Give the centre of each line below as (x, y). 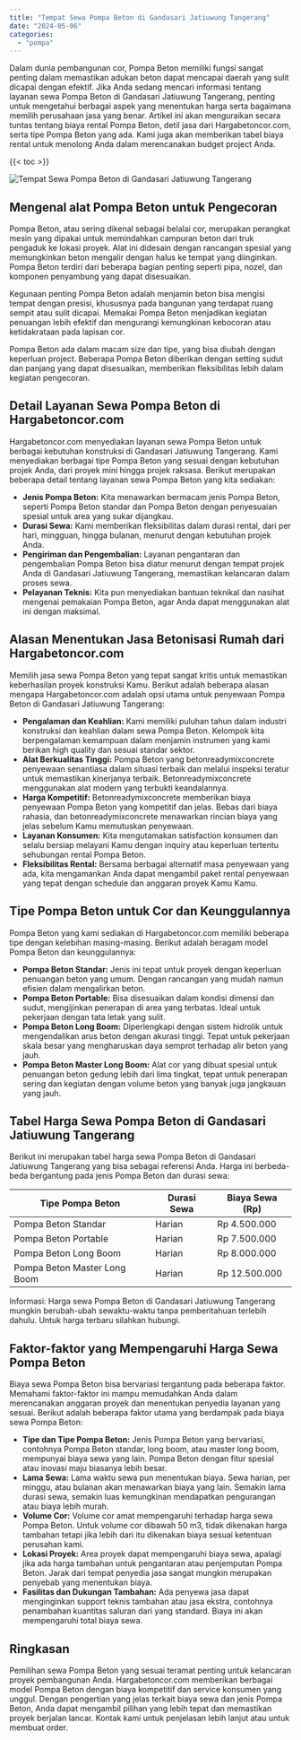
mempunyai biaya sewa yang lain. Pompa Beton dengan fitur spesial (148, 1459)
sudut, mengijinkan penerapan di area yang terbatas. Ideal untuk (142, 1007)
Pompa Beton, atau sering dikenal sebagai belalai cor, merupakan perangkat (150, 229)
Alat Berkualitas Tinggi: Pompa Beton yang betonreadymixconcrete (148, 759)
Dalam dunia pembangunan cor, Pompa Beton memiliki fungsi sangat (137, 68)
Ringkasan (39, 1649)
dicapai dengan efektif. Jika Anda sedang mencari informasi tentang (135, 87)
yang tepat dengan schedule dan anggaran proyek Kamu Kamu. (140, 883)
